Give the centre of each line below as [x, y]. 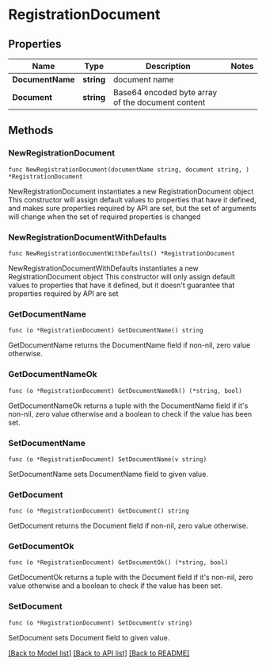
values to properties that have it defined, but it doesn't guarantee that [122, 285]
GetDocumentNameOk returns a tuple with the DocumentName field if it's [128, 406]
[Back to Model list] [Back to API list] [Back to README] [99, 653]
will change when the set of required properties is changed [104, 217]
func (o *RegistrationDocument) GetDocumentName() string [106, 331]
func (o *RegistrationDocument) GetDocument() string [99, 511]
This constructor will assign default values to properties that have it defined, [133, 199]
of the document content [160, 102]
